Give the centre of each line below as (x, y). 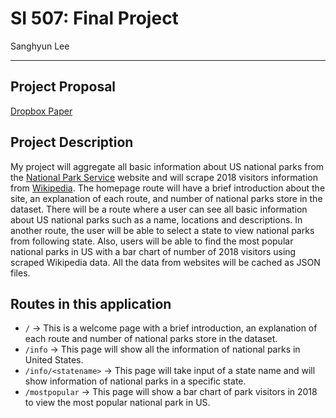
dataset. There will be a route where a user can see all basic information (159, 209)
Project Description (72, 142)
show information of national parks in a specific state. (135, 381)
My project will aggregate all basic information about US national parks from (167, 166)
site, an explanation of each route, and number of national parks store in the (166, 198)
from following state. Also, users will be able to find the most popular (152, 241)
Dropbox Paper (41, 111)
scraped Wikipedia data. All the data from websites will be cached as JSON (165, 262)
